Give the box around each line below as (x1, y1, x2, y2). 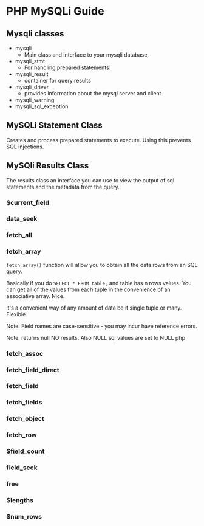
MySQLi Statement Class (6, 120, 103, 131)
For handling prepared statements (24, 64, 109, 71)
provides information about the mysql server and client (24, 90, 161, 97)
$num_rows (6, 512, 42, 521)
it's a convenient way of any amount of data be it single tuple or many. (6, 304, 182, 311)
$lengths (6, 496, 33, 504)
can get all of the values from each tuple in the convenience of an (6, 286, 171, 293)
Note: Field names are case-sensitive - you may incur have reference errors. (6, 322, 197, 330)
